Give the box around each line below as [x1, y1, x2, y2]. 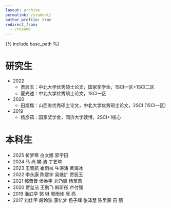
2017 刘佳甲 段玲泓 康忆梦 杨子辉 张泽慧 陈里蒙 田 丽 [12, 197, 123, 203]
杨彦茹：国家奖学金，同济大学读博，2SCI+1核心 [20, 114, 122, 120]
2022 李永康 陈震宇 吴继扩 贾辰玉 [12, 171, 83, 178]
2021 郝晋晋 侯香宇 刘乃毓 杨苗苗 [12, 178, 83, 184]
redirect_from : [5, 22, 38, 27]
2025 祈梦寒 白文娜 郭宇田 [12, 152, 68, 158]
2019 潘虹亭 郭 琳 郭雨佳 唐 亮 [12, 191, 76, 197]
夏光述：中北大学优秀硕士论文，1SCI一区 [20, 91, 107, 97]
